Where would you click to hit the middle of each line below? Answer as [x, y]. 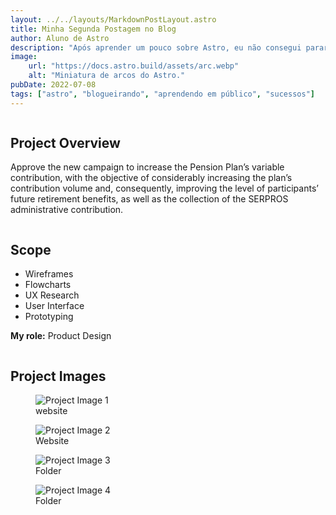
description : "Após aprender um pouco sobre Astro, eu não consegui [156, 47]
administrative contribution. [67, 210]
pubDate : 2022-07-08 [53, 85]
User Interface [54, 306]
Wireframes [49, 274]
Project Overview [65, 143]
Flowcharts [48, 285]
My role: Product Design [61, 336]
